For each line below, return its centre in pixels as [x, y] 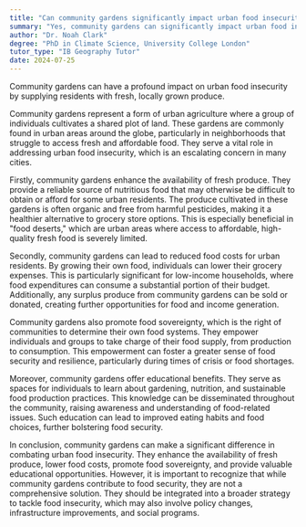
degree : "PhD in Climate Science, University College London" [130, 43]
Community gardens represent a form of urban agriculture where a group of [152, 114]
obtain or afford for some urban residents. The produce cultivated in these [149, 199]
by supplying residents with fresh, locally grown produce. [117, 96]
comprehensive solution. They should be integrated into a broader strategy [150, 493]
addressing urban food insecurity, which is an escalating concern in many [148, 153]
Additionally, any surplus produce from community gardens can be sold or [149, 295]
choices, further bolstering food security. [87, 427]
